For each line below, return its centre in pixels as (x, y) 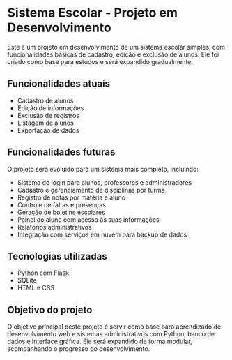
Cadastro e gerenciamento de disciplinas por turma (91, 190)
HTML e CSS (36, 288)
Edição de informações (51, 108)
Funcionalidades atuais (59, 84)
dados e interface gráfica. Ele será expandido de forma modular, (100, 342)
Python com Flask (43, 273)
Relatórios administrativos (54, 227)
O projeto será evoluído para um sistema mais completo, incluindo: (103, 169)
